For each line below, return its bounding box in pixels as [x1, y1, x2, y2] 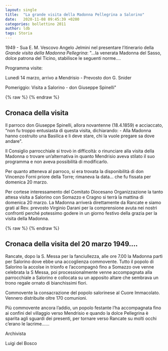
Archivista [5, 330, 26, 336]
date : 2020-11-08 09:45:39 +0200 [5, 17, 80, 22]
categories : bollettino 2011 [5, 21, 66, 27]
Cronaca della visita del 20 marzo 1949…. [5, 240, 138, 248]
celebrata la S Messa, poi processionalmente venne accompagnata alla [5, 269, 152, 275]
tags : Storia [5, 31, 33, 36]
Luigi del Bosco [5, 340, 37, 346]
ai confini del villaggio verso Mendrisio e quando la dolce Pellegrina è [5, 310, 149, 316]
